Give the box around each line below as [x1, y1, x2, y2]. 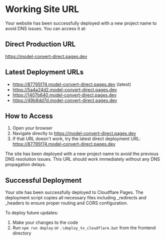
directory [12, 230, 31, 236]
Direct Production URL [5, 40, 76, 49]
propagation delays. [5, 162, 46, 168]
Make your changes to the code [12, 219, 78, 225]
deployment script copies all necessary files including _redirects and [5, 195, 146, 201]
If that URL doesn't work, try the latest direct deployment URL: [12, 136, 141, 142]
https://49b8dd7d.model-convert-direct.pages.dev [12, 97, 117, 103]
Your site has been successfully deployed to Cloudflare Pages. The [5, 189, 143, 195]
